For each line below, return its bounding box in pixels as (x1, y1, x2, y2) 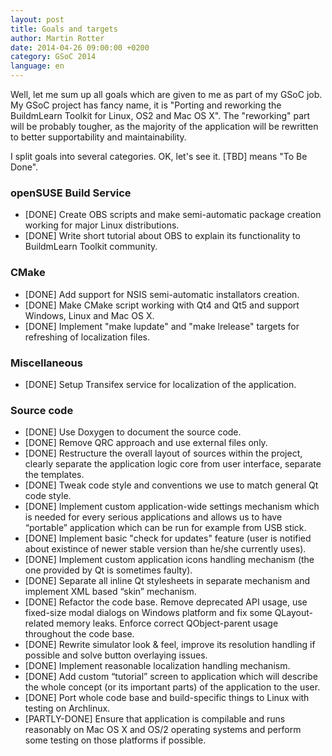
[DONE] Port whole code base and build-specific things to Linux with (24, 692, 310, 704)
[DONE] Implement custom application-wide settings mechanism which (24, 501, 320, 513)
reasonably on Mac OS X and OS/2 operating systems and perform (24, 724, 302, 736)
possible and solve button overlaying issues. (24, 649, 208, 661)
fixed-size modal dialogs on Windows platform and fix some (24, 607, 273, 619)
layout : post (10, 14, 65, 25)
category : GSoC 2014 (10, 52, 97, 62)
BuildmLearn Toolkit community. (24, 241, 158, 253)
